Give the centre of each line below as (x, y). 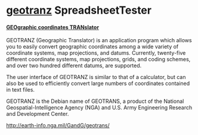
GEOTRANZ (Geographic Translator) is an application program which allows (99, 40)
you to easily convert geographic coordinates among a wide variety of (92, 47)
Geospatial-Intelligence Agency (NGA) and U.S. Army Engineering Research (99, 108)
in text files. (20, 90)
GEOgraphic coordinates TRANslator (53, 27)
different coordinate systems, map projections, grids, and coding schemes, (98, 59)
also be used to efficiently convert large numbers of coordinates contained (98, 83)
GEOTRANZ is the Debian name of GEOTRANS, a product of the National (95, 101)
